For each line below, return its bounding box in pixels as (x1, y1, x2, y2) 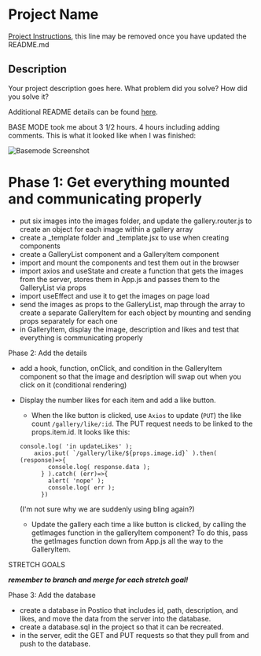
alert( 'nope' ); (48, 477, 105, 485)
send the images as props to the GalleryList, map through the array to (19, 299, 245, 309)
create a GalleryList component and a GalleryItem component (19, 249, 219, 258)
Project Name (8, 5, 99, 24)
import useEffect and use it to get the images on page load (19, 291, 210, 300)
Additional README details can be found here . (8, 107, 159, 116)
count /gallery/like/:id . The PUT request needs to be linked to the (31, 419, 253, 428)
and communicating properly (8, 190, 203, 207)
